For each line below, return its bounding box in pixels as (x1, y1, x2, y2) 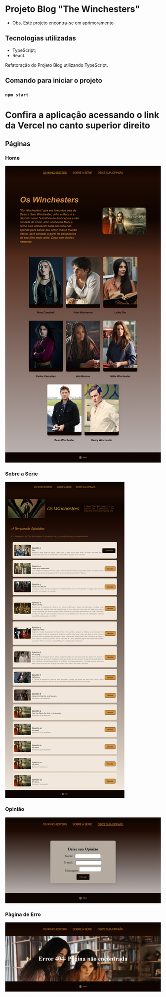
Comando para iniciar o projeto (5, 77, 102, 85)
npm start (5, 92, 29, 98)
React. (12, 52, 26, 58)
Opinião (5, 806, 25, 813)
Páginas (5, 139, 31, 148)
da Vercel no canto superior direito (5, 120, 151, 131)
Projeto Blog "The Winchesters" (5, 3, 140, 15)
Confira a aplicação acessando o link (5, 110, 160, 121)
